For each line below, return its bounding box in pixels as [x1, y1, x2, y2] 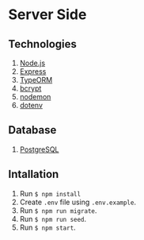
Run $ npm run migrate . [19, 205, 97, 215]
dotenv [19, 101, 44, 110]
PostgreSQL [19, 145, 59, 154]
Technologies [8, 37, 78, 51]
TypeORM [19, 75, 53, 84]
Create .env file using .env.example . [19, 197, 137, 207]
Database [8, 123, 57, 137]
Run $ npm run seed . [19, 214, 87, 223]
